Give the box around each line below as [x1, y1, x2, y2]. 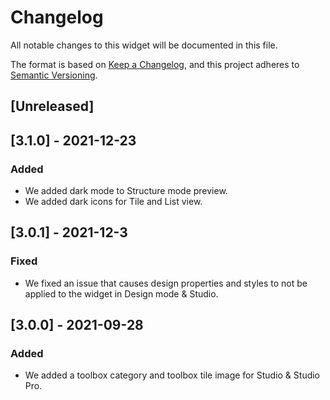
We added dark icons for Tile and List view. [24, 196, 203, 208]
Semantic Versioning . [10, 69, 98, 81]
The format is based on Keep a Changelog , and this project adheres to [10, 58, 300, 70]
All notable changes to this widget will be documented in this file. [10, 39, 278, 51]
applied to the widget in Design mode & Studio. [24, 287, 219, 300]
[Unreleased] [10, 98, 95, 115]
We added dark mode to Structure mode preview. [24, 185, 228, 197]
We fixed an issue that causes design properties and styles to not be [24, 277, 308, 289]
